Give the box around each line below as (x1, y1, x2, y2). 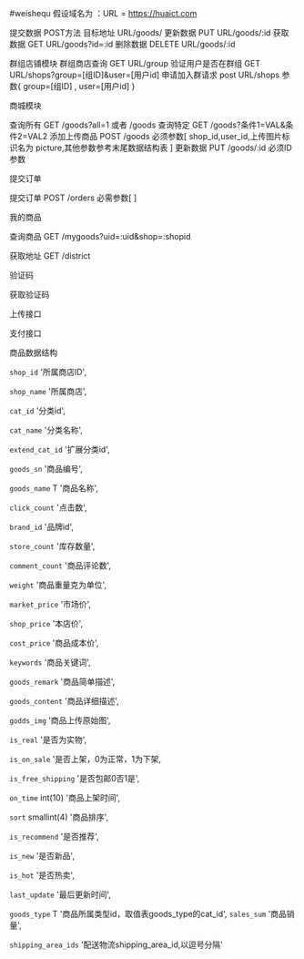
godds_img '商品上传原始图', (9, 715, 111, 726)
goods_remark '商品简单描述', (9, 677, 116, 687)
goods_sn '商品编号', (9, 464, 84, 474)
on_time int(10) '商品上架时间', (9, 792, 121, 803)
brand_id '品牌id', (9, 522, 75, 532)
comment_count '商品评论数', (9, 560, 112, 571)
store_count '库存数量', (9, 541, 96, 551)
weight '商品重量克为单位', (9, 579, 107, 590)
